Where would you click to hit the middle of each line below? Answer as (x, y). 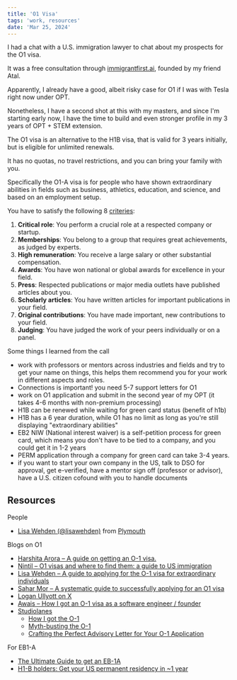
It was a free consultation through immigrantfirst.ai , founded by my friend (114, 69)
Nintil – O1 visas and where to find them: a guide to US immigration (115, 566)
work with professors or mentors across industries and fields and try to (121, 365)
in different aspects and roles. (61, 380)
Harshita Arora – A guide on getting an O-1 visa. (87, 559)
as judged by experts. (49, 247)
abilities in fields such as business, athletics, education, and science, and (114, 190)
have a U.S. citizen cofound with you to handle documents (102, 478)
